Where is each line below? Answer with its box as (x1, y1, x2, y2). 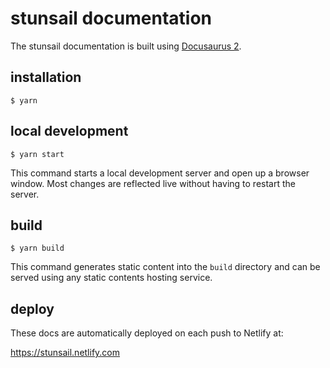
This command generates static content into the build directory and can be (10, 261, 321, 273)
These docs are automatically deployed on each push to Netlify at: (10, 327, 284, 339)
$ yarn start (10, 149, 65, 159)
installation (10, 69, 82, 86)
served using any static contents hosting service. (10, 272, 213, 284)
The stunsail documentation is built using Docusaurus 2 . (10, 40, 242, 52)
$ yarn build (10, 243, 65, 254)
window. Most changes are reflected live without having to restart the (10, 177, 296, 189)
